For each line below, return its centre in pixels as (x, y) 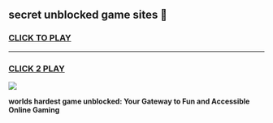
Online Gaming (34, 109)
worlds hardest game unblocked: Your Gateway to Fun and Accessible (129, 101)
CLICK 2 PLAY (37, 68)
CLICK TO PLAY (40, 38)
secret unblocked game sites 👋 (88, 15)
